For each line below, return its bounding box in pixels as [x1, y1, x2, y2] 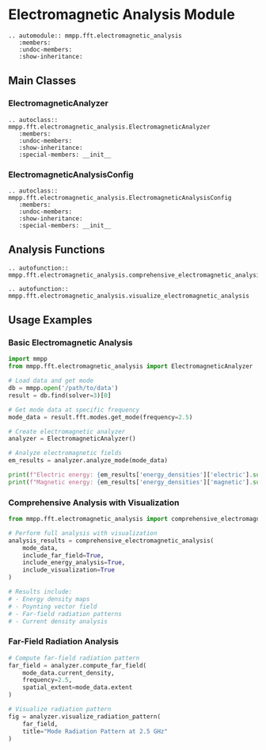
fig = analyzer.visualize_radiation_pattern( [8, 712, 161, 721]
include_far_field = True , [22, 551, 104, 560]
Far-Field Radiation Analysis [8, 636, 119, 647]
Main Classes [8, 74, 77, 88]
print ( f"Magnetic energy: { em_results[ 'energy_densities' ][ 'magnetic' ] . [8, 478, 253, 486]
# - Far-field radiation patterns [8, 610, 123, 618]
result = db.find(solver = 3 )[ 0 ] [8, 391, 112, 400]
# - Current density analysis [8, 617, 108, 626]
